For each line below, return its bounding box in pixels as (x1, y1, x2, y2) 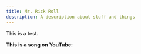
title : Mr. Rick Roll (6, 8, 59, 15)
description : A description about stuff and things (6, 14, 135, 20)
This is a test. (6, 30, 39, 37)
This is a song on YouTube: (6, 41, 73, 48)
